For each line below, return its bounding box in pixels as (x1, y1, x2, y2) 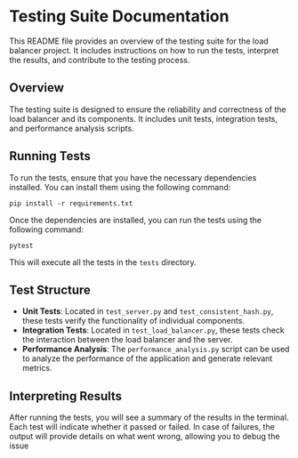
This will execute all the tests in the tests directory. (9, 256, 197, 268)
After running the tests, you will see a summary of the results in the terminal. (9, 412, 289, 423)
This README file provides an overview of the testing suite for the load (9, 36, 269, 46)
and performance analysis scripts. (9, 123, 135, 133)
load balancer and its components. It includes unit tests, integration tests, (9, 113, 278, 124)
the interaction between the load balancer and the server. (21, 334, 233, 345)
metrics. (21, 363, 53, 374)
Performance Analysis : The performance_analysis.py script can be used (21, 344, 290, 355)
